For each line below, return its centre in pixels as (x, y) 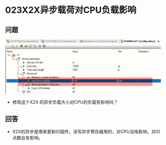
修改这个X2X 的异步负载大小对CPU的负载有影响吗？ (65, 102)
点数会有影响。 (27, 138)
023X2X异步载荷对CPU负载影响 (71, 10)
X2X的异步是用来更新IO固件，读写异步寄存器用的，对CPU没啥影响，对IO (86, 132)
